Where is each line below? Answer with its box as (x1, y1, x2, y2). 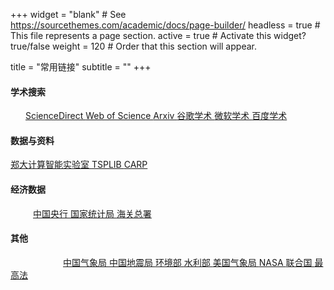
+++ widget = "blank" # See (10, 9, 127, 20)
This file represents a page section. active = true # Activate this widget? (10, 30, 307, 41)
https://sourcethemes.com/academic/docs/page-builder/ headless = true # (10, 19, 321, 31)
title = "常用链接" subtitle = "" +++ (10, 61, 152, 73)
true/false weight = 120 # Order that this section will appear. (10, 40, 257, 52)
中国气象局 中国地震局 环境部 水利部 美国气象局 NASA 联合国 (63, 256, 313, 268)
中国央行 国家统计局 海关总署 (33, 207, 152, 219)
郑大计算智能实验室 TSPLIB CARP (10, 159, 148, 171)
